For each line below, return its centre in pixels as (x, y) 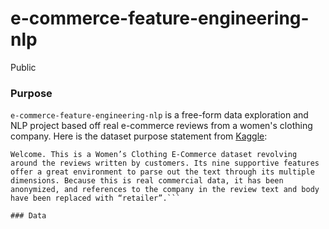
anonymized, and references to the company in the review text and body (165, 190)
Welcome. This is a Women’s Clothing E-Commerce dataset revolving (154, 155)
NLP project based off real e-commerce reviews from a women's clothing (161, 126)
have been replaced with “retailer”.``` (96, 198)
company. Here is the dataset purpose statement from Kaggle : (139, 136)
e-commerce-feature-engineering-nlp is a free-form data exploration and (159, 115)
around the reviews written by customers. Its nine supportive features (165, 163)
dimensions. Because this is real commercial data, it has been (147, 181)
